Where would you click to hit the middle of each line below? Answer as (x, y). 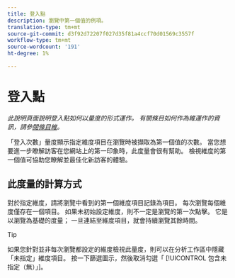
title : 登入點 (27, 14)
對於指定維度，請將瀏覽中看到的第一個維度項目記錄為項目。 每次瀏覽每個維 (117, 202)
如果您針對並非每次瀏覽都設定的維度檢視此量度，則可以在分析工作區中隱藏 (116, 249)
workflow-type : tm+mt (39, 40)
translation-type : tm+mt (44, 27)
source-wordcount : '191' (44, 47)
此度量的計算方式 (45, 184)
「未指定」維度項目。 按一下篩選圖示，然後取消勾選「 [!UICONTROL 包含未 (117, 258)
